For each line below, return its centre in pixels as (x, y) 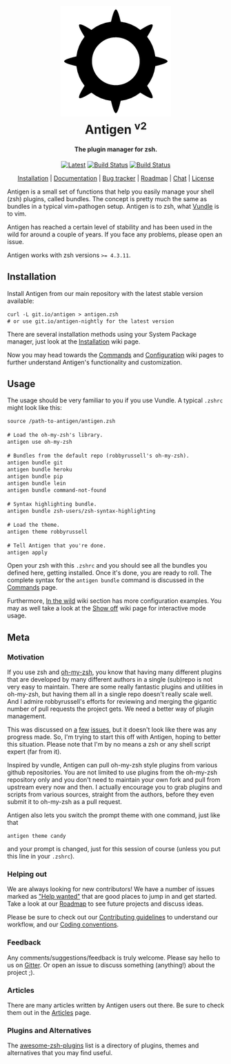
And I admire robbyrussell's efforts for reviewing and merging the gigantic (112, 702)
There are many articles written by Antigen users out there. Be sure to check (116, 1005)
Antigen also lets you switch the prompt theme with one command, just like (114, 815)
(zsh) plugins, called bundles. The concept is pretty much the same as (107, 198)
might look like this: (34, 408)
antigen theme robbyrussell (48, 532)
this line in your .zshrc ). (41, 857)
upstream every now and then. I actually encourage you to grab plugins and (115, 787)
